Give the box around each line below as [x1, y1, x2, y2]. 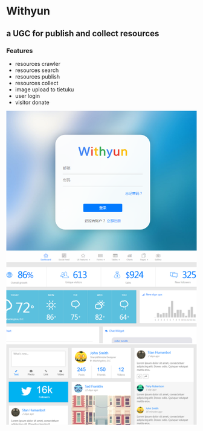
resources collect [14, 79, 59, 86]
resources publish [14, 73, 60, 80]
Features [6, 47, 33, 55]
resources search [14, 66, 59, 74]
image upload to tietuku [14, 86, 74, 93]
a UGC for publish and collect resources [6, 28, 159, 39]
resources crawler [14, 60, 60, 67]
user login [14, 92, 40, 99]
